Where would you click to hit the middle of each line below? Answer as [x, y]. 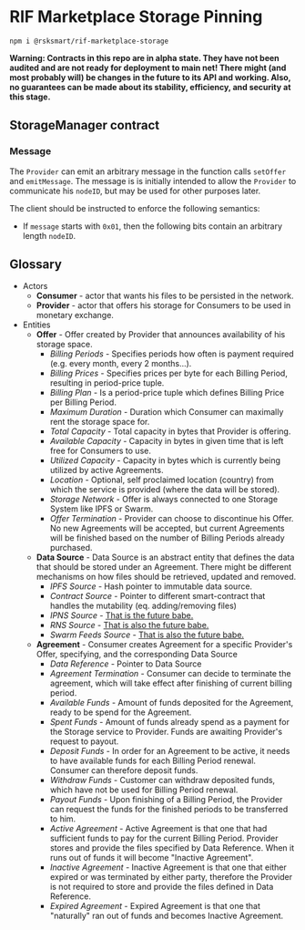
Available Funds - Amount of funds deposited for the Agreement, [172, 703]
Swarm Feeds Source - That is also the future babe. [147, 635]
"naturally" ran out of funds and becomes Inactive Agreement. [167, 916]
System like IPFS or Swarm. [102, 509]
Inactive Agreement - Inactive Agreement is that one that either [168, 867]
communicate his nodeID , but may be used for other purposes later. [135, 191]
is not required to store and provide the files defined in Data [162, 887]
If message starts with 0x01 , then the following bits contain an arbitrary [152, 226]
